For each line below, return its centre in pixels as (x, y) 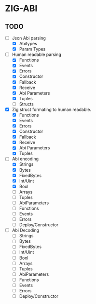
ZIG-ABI (21, 9)
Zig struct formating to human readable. (52, 109)
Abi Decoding (26, 230)
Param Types (32, 49)
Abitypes (28, 44)
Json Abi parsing (29, 38)
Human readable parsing (36, 54)
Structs (26, 104)
